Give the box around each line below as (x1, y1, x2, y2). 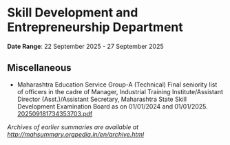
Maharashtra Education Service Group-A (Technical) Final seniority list (17, 80, 218, 89)
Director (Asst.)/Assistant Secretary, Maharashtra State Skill (17, 95, 187, 103)
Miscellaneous (7, 62, 72, 74)
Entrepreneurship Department (7, 19, 184, 35)
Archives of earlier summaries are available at (7, 122, 139, 131)
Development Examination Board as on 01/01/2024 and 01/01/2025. (17, 102, 208, 111)
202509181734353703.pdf (17, 109, 93, 118)
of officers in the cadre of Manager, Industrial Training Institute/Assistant (17, 87, 224, 96)
